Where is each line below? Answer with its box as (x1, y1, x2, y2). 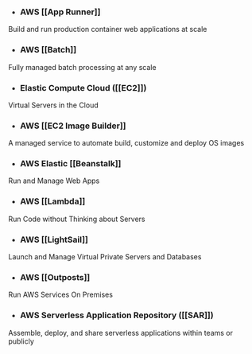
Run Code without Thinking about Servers (8, 214, 145, 224)
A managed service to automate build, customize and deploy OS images (8, 138, 245, 148)
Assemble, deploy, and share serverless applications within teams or (8, 328, 233, 337)
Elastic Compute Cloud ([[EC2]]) (19, 82, 147, 93)
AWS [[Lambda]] (19, 196, 86, 207)
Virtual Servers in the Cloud (8, 100, 99, 110)
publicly (8, 336, 34, 346)
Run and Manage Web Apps (8, 176, 100, 185)
